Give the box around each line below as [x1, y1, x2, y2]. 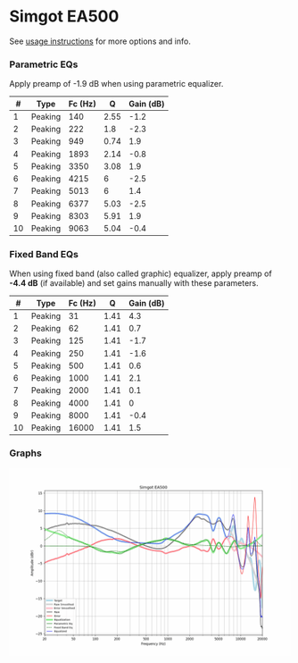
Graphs [9, 447, 42, 459]
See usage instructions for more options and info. [9, 36, 192, 46]
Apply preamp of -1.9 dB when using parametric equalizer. [9, 79, 224, 89]
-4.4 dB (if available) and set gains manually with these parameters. [9, 278, 259, 289]
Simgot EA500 [9, 6, 120, 27]
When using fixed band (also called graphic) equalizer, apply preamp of [9, 268, 272, 279]
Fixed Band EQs [9, 248, 79, 260]
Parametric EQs [9, 58, 79, 71]
